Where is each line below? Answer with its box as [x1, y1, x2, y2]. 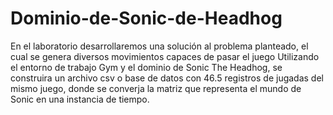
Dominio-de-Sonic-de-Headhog [10, 7, 283, 30]
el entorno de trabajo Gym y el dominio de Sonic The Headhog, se [10, 61, 283, 73]
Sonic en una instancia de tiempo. [10, 93, 150, 105]
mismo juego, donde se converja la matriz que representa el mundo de [10, 82, 302, 94]
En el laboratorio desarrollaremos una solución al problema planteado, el [10, 40, 309, 52]
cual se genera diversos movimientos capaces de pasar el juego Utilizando [10, 50, 320, 62]
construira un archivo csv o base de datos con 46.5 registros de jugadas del [10, 72, 324, 84]
